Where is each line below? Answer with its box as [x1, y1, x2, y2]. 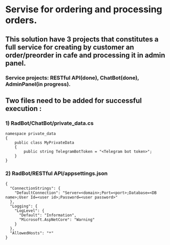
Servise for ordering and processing [5, 4, 162, 15]
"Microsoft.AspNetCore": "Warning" [18, 217, 95, 222]
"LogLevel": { [14, 208, 45, 213]
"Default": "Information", [18, 213, 77, 218]
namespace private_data [5, 131, 56, 137]
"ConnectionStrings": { [10, 186, 60, 191]
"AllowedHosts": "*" [10, 231, 54, 236]
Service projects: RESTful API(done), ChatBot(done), [5, 74, 139, 81]
